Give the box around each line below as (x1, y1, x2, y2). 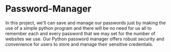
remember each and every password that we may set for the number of (5, 30, 156, 36)
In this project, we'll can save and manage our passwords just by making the (5, 20, 166, 26)
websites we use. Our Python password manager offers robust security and (5, 36, 164, 42)
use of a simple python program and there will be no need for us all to (5, 25, 152, 31)
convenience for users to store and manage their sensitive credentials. (5, 41, 154, 47)
